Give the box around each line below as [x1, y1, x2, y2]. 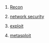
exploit [9, 23, 24, 29]
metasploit [9, 33, 31, 38]
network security [9, 14, 45, 19]
